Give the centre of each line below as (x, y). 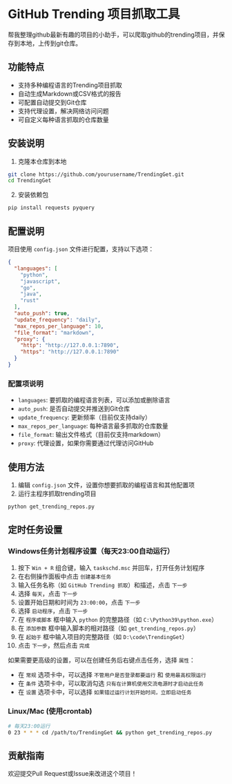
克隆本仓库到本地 (42, 161)
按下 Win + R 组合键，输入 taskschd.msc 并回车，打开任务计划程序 (111, 567)
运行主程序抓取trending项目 (57, 493)
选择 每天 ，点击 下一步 (48, 594)
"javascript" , (40, 281)
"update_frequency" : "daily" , (57, 320)
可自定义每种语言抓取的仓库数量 (63, 119)
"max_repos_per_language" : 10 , (59, 326)
